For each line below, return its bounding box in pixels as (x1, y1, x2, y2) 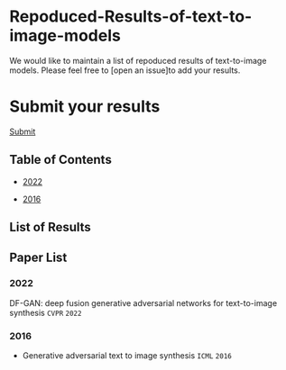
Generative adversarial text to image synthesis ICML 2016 (22, 350, 232, 361)
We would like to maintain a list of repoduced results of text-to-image (9, 55, 267, 66)
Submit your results (9, 96, 161, 117)
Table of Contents (9, 152, 113, 167)
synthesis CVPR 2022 (9, 307, 82, 318)
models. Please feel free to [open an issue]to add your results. (9, 65, 241, 76)
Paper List (9, 250, 68, 266)
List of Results (9, 220, 92, 235)
